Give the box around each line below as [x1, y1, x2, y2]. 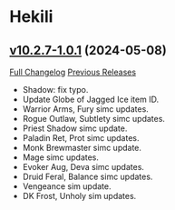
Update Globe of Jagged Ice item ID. [22, 94, 160, 105]
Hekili [9, 6, 53, 27]
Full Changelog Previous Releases [9, 66, 137, 77]
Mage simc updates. [22, 152, 100, 163]
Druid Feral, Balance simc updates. [22, 171, 153, 182]
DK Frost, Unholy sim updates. [22, 191, 137, 201]
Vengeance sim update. [22, 181, 112, 192]
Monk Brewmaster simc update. [22, 143, 142, 153]
